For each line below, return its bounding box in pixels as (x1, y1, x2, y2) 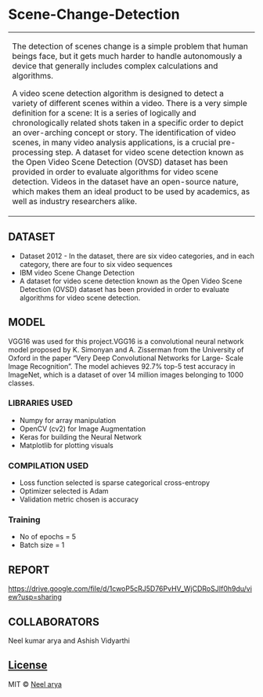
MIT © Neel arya (8, 679, 63, 688)
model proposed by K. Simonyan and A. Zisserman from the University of (8, 345, 244, 354)
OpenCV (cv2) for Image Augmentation (19, 424, 146, 433)
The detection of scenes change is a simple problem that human (12, 41, 248, 52)
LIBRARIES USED (8, 398, 73, 409)
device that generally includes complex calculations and (12, 60, 218, 71)
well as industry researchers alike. (12, 195, 137, 206)
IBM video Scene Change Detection (19, 268, 135, 277)
